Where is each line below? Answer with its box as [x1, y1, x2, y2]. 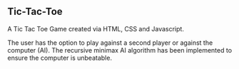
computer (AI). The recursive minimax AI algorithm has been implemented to [7, 46, 233, 54]
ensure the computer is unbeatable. [7, 53, 113, 62]
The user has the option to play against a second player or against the [7, 38, 213, 47]
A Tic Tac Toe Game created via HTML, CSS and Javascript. [7, 24, 184, 33]
